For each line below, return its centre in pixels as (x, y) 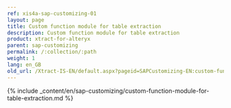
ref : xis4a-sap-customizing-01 (52, 13)
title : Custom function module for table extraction (84, 26)
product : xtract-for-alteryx (49, 39)
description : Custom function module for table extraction (93, 33)
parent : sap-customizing (43, 45)
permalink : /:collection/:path (52, 52)
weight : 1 (21, 58)
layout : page (26, 20)
